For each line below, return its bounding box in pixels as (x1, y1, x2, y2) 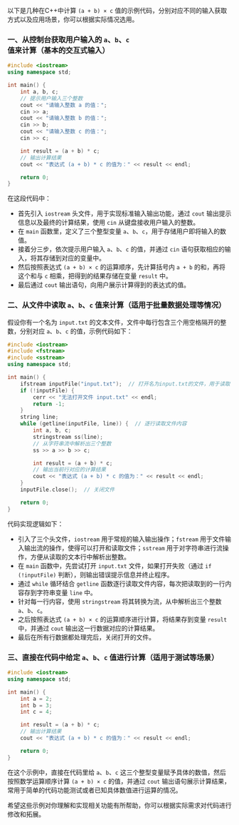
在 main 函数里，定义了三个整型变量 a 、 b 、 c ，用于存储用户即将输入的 (17, 227, 221, 236)
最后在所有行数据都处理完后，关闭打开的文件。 (17, 632, 155, 641)
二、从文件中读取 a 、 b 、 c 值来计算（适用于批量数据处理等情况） (7, 300, 226, 310)
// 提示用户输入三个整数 (20, 95, 83, 102)
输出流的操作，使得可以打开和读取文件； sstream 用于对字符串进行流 (23, 543, 223, 552)
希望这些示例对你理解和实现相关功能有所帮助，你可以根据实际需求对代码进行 (7, 801, 232, 809)
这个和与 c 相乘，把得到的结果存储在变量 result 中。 (17, 272, 172, 280)
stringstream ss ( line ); (33, 433, 103, 440)
